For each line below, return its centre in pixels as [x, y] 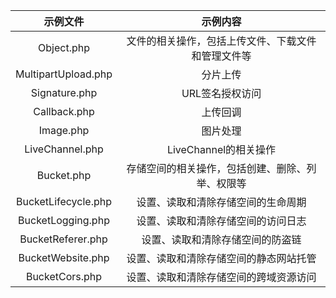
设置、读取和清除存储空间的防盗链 [221, 239]
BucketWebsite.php [64, 257]
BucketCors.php [64, 276]
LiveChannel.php [64, 149]
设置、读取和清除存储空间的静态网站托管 [221, 258]
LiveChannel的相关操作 [221, 149]
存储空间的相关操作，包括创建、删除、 [216, 168]
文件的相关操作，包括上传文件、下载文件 [221, 41]
